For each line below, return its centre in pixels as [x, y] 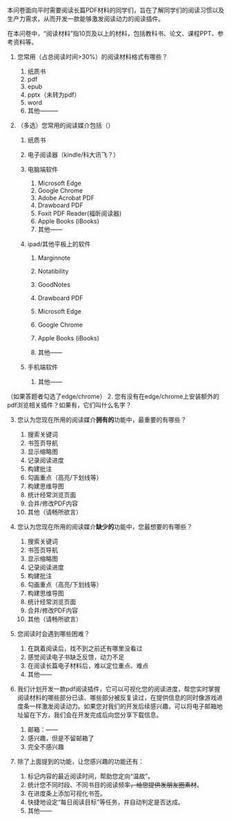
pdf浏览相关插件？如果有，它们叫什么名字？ [70, 405]
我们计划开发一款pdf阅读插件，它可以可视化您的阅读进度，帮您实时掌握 [119, 689]
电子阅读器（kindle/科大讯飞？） [73, 155]
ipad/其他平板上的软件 [59, 244]
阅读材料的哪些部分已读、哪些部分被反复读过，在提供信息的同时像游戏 [117, 697]
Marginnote [54, 258]
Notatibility [53, 271]
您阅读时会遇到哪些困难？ [53, 634]
